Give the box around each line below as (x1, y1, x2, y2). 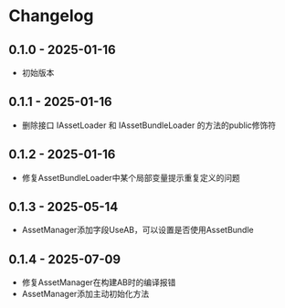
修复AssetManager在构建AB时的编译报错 (21, 277, 176, 288)
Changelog (8, 5, 94, 27)
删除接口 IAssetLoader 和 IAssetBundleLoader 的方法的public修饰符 (21, 120, 277, 131)
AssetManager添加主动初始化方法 (21, 289, 150, 300)
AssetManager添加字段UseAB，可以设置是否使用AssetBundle (21, 225, 254, 236)
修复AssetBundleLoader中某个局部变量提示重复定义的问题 (21, 172, 241, 183)
